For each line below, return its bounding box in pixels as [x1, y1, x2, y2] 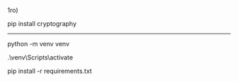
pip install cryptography [7, 20, 76, 27]
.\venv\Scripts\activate [7, 53, 73, 62]
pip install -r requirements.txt [7, 67, 92, 75]
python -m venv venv [7, 40, 69, 48]
